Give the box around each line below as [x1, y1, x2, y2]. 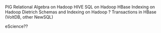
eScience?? [5, 23, 28, 29]
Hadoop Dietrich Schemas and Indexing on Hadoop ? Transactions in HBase [5, 9, 157, 15]
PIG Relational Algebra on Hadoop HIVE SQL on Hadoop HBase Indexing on [5, 4, 155, 10]
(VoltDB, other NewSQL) [5, 14, 54, 20]
